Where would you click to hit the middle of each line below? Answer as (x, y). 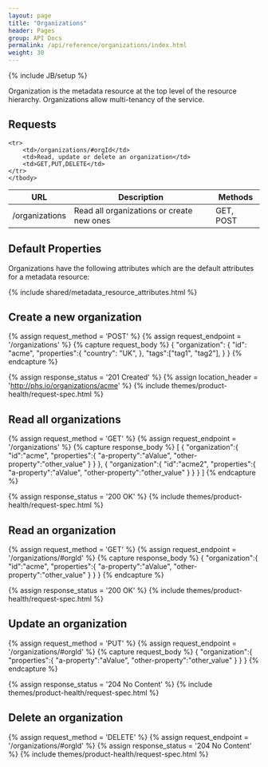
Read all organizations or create (133, 210)
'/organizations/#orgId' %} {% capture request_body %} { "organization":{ (130, 651)
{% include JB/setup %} (48, 76)
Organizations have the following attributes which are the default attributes (131, 268)
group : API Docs (35, 38)
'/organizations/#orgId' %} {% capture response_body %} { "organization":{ (133, 558)
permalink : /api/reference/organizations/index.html (98, 46)
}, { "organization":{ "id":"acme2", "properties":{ (177, 464)
